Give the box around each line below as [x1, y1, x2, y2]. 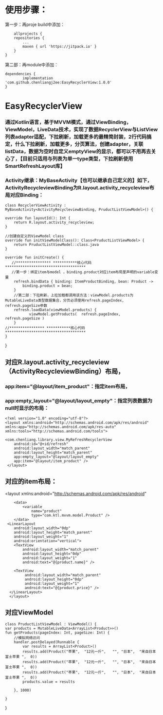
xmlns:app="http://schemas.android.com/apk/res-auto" [5, 424, 117, 429]
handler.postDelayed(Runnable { [14, 639, 79, 644]
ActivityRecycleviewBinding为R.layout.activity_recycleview [5, 184, 149, 191]
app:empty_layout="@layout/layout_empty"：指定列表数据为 [5, 397, 153, 404]
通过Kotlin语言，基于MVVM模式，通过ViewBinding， [5, 119, 131, 126]
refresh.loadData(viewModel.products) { [14, 308, 97, 313]
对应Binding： [10, 191, 44, 198]
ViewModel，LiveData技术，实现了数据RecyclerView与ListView [5, 126, 158, 133]
